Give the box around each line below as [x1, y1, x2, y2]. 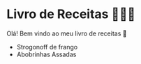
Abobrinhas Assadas [16, 50, 77, 58]
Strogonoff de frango [16, 42, 78, 51]
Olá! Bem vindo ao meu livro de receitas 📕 [6, 29, 127, 38]
